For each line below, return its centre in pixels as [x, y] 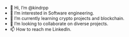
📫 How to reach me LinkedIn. [40, 29]
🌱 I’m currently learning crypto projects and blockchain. [67, 18]
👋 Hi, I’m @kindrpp [29, 8]
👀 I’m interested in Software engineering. [52, 13]
